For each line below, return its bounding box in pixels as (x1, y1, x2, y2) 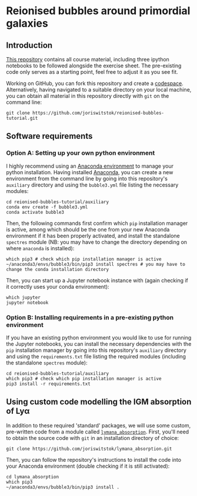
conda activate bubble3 (6, 209, 65, 215)
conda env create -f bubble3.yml (6, 204, 88, 210)
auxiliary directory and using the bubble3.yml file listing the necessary (6, 181, 179, 188)
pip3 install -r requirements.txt (6, 381, 91, 387)
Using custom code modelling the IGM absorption (6, 397, 192, 407)
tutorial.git (6, 115, 38, 121)
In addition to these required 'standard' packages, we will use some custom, (6, 422, 191, 429)
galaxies (6, 17, 48, 30)
